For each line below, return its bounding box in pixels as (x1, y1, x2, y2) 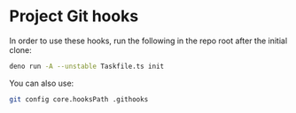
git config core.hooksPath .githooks (9, 94, 149, 103)
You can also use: (9, 78, 74, 88)
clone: (9, 44, 33, 55)
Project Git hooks (9, 6, 139, 26)
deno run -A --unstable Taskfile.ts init (9, 62, 165, 71)
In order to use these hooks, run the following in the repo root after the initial (9, 35, 288, 46)
